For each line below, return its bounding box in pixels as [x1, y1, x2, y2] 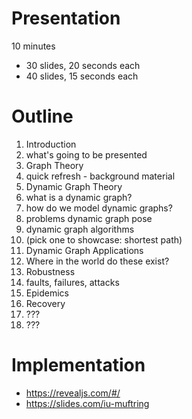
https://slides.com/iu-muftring [25, 397, 150, 409]
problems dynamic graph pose [25, 212, 153, 224]
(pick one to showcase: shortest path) [25, 233, 183, 246]
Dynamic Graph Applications [25, 244, 144, 256]
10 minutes [11, 40, 56, 52]
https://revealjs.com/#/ [25, 387, 121, 399]
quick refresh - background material [25, 170, 176, 182]
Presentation [11, 7, 121, 30]
